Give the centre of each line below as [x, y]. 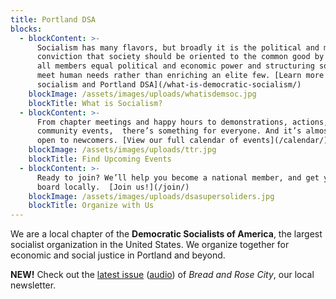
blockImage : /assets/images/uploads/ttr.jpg [122, 150]
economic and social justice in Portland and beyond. [118, 255]
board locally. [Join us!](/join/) [113, 187]
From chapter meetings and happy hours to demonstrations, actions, [182, 122]
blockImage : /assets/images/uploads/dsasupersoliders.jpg [151, 196]
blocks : [26, 29]
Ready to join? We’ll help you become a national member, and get [178, 177]
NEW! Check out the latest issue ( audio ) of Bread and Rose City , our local [162, 275]
